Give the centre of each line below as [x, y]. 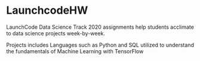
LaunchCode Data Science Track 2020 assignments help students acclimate [100, 27]
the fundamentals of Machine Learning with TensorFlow [75, 51]
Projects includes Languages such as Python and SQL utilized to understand [100, 45]
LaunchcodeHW [47, 10]
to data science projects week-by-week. [56, 33]
